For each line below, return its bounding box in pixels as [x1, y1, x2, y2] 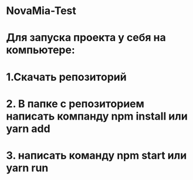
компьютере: [6, 43, 75, 57]
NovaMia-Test [6, 4, 76, 18]
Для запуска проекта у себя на [6, 31, 166, 45]
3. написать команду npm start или [6, 148, 187, 162]
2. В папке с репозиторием [6, 97, 145, 110]
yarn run [6, 161, 49, 174]
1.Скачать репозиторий [6, 70, 127, 83]
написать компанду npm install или [6, 110, 188, 123]
